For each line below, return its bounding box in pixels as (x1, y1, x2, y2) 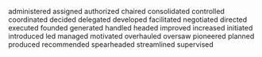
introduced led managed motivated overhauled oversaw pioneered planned (8, 31, 255, 41)
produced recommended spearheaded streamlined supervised (8, 40, 214, 49)
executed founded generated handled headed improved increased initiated (8, 23, 253, 32)
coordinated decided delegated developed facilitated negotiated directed (8, 15, 248, 24)
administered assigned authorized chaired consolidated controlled (8, 7, 225, 16)
